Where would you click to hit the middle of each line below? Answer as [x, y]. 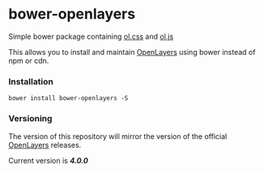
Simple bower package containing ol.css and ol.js [91, 36]
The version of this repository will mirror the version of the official [118, 136]
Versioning [30, 119]
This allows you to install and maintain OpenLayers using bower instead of [132, 52]
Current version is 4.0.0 [49, 160]
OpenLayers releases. [45, 145]
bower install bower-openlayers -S [68, 99]
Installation [31, 82]
